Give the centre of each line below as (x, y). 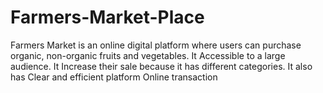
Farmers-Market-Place (107, 17)
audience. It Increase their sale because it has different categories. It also (161, 66)
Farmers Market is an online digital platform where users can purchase (156, 45)
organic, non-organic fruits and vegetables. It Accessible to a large (148, 55)
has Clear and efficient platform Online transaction (114, 77)
